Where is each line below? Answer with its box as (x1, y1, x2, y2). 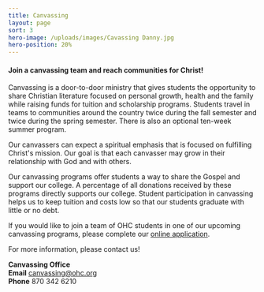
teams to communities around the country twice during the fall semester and (8, 108, 257, 118)
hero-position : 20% (8, 41, 73, 49)
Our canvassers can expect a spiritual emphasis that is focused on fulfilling (8, 140, 252, 150)
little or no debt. (8, 206, 60, 215)
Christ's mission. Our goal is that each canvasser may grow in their (8, 148, 226, 158)
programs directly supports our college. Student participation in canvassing (8, 189, 254, 198)
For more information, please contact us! (8, 245, 140, 254)
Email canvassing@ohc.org (8, 268, 97, 278)
